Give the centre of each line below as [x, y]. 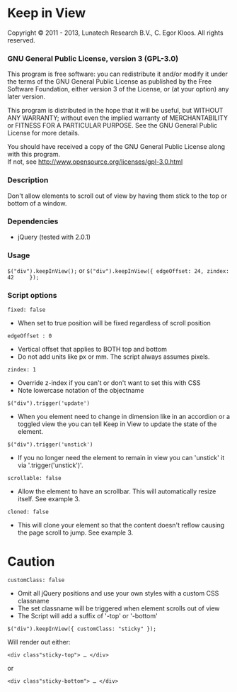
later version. [27, 96]
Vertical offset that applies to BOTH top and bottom [92, 350]
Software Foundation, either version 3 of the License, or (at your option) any [118, 89]
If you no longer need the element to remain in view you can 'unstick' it [121, 458]
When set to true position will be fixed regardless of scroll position [114, 323]
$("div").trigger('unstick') [50, 445]
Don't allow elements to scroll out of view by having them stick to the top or [117, 196]
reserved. [21, 40]
